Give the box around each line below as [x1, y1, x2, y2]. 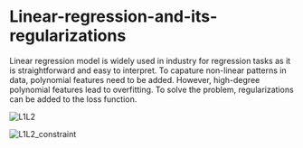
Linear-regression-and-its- [9, 6, 218, 27]
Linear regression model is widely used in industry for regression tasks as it [9, 55, 291, 66]
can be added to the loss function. [9, 93, 137, 105]
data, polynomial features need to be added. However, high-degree [9, 74, 260, 85]
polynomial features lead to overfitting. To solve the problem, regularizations [9, 84, 294, 95]
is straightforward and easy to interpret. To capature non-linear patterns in [9, 65, 287, 76]
